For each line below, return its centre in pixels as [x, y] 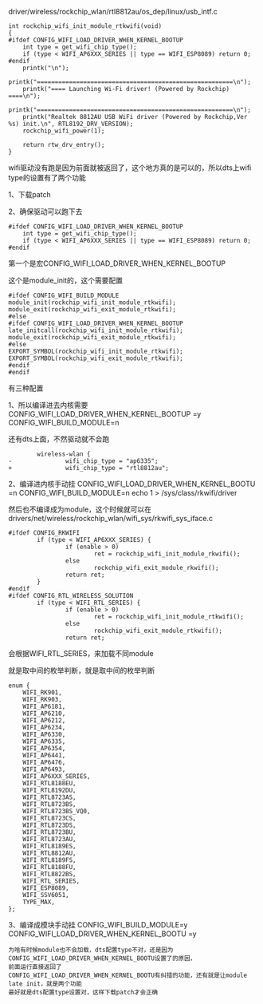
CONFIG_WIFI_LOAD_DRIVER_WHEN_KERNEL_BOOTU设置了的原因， [102, 959]
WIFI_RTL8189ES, [50, 846]
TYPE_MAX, [39, 902]
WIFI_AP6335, [44, 741]
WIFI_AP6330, [44, 734]
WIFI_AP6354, [44, 749]
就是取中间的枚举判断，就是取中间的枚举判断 [82, 670]
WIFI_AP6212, [44, 721]
